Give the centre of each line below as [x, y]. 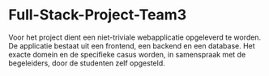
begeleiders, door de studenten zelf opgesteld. [87, 63]
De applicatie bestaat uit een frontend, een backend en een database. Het [132, 45]
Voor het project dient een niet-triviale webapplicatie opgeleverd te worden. [135, 37]
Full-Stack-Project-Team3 [98, 15]
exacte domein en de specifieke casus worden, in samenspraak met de [127, 54]
